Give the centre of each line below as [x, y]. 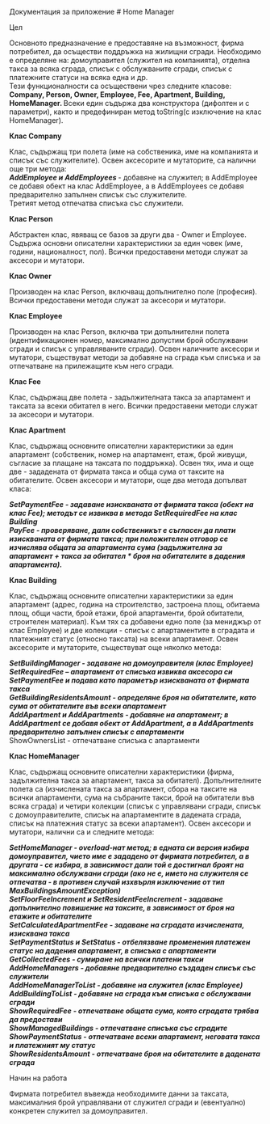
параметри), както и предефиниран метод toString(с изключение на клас [135, 112]
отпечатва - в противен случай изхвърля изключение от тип [117, 882]
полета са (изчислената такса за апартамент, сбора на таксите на [123, 789]
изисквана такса [39, 934]
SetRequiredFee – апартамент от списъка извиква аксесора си [121, 672]
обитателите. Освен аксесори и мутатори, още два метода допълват [128, 480]
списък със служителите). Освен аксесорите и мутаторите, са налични [133, 160]
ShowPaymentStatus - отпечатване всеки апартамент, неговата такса [135, 1037]
